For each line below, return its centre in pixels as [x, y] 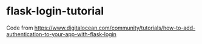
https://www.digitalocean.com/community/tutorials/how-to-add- [115, 28]
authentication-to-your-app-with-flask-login [62, 34]
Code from [20, 28]
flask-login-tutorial [55, 11]
